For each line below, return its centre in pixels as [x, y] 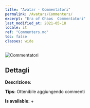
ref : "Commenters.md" [27, 32]
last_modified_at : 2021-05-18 [36, 23]
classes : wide [19, 41]
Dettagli [17, 70]
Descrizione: [18, 82]
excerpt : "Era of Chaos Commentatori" [45, 18]
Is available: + [19, 101]
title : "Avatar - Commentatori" [38, 9]
